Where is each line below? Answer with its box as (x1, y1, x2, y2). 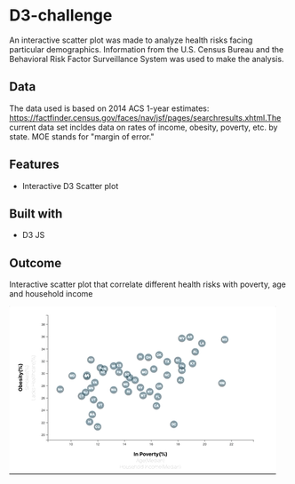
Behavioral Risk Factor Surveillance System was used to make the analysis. (9, 53, 284, 64)
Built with (9, 206, 63, 221)
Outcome (9, 255, 62, 271)
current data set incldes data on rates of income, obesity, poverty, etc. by (9, 122, 278, 132)
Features (9, 157, 60, 172)
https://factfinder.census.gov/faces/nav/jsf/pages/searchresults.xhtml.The (9, 112, 282, 123)
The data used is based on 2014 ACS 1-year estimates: (9, 103, 210, 114)
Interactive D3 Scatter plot (21, 180, 119, 191)
